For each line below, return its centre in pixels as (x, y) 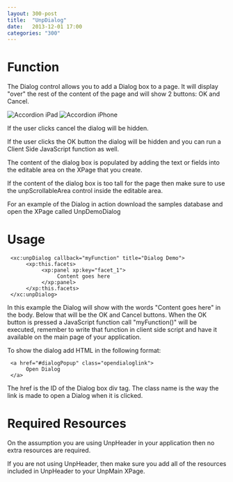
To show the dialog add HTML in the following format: (84, 351)
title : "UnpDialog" (37, 20)
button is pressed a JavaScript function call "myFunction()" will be (102, 322)
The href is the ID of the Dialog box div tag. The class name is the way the (113, 388)
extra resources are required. (49, 450)
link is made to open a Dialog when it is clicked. (75, 396)
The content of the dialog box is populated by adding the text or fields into (114, 163)
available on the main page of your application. (74, 337)
